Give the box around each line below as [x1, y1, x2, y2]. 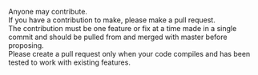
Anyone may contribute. [8, 7, 88, 16]
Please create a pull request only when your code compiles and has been [8, 49, 251, 58]
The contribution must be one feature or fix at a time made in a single [8, 24, 237, 33]
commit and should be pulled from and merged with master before [8, 32, 228, 41]
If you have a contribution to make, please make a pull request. [8, 15, 216, 25]
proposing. [8, 41, 44, 50]
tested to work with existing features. [8, 57, 131, 67]
